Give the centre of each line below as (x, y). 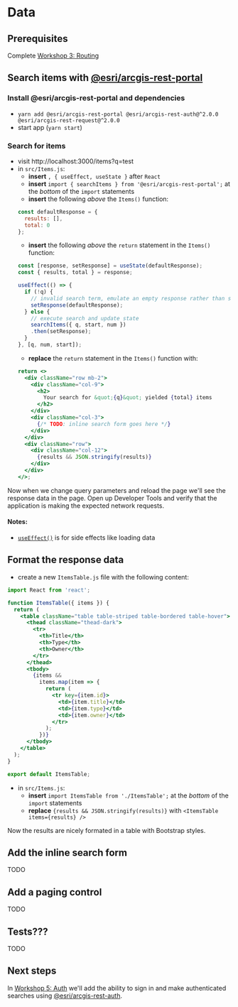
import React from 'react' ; (49, 590)
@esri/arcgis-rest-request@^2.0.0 (69, 120)
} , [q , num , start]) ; (50, 345)
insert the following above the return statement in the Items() (119, 245)
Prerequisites (38, 39)
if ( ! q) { (39, 292)
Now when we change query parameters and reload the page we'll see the (117, 490)
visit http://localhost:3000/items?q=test (75, 161)
